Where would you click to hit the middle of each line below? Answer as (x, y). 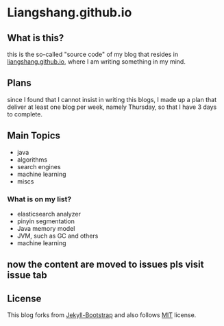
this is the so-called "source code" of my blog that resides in (93, 54)
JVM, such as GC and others (58, 236)
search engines (39, 166)
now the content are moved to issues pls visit (105, 265)
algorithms (32, 160)
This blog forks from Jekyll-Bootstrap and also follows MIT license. (102, 315)
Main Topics (34, 136)
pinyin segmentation (46, 221)
